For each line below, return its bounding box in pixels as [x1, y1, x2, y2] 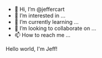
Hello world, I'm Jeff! [5, 45, 58, 52]
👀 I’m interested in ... [14, 12, 66, 19]
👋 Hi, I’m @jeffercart [14, 6, 65, 13]
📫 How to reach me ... [14, 32, 71, 38]
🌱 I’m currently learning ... [14, 19, 79, 25]
